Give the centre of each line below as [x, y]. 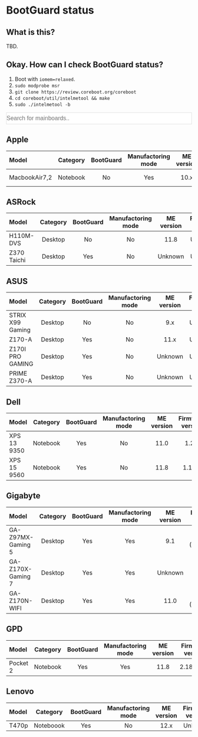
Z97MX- [22, 537]
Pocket [19, 663]
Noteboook [49, 725]
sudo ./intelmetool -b [42, 105]
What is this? [31, 32]
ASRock [21, 202]
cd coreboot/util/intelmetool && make [62, 98]
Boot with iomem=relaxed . [45, 79]
